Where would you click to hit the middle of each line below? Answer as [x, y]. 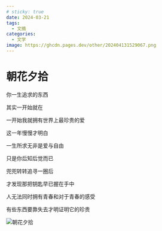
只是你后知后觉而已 [30, 158]
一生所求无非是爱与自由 [35, 145]
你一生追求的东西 [27, 94]
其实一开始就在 [25, 107]
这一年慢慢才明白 [27, 133]
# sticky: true [25, 12]
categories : [21, 34]
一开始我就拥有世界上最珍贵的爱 [45, 120]
